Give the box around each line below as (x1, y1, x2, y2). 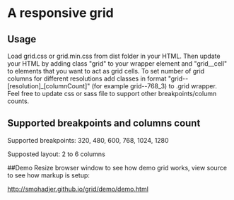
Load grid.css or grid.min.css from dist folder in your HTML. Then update (7, 52, 221, 60)
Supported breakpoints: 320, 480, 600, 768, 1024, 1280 (7, 136, 169, 144)
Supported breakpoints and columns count (7, 117, 201, 129)
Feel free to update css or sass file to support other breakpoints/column (7, 90, 217, 98)
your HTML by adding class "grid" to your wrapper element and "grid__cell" (7, 59, 228, 68)
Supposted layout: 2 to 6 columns (7, 150, 106, 158)
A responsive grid (7, 5, 115, 21)
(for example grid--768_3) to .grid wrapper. (91, 82, 217, 90)
